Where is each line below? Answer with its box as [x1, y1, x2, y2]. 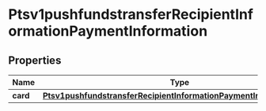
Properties [8, 54, 62, 67]
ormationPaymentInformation [8, 22, 208, 40]
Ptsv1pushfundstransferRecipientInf [8, 6, 253, 24]
